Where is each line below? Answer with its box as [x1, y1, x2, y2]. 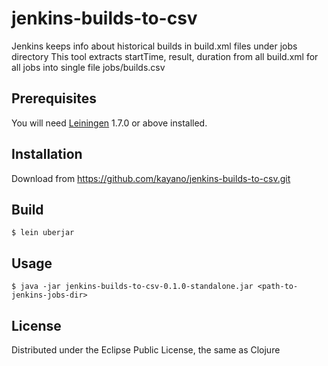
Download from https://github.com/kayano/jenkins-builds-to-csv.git [11, 172, 291, 184]
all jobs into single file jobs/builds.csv [11, 61, 166, 73]
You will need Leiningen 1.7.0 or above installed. [11, 117, 208, 129]
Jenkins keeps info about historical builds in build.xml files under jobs [11, 40, 298, 52]
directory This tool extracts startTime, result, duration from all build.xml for [11, 50, 319, 62]
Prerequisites [11, 90, 97, 107]
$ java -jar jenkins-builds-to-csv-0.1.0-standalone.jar [11, 282, 254, 292]
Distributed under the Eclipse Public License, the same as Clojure [11, 344, 281, 356]
